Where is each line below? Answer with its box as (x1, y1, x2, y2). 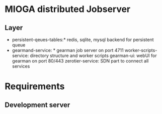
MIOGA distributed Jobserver (5, 3, 131, 15)
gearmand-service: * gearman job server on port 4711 (12, 47, 124, 53)
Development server (5, 100, 70, 109)
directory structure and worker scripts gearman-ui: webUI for (30, 52, 157, 58)
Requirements (5, 81, 65, 92)
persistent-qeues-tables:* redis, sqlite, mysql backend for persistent (12, 36, 154, 42)
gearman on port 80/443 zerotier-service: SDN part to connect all (12, 58, 149, 63)
